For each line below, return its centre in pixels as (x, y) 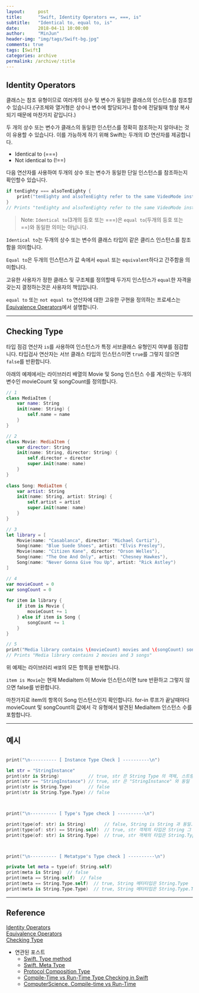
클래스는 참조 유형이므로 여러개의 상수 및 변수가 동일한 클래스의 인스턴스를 (92, 100)
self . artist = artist (54, 502)
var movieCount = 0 (30, 584)
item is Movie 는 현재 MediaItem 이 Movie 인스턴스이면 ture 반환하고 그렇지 (95, 680)
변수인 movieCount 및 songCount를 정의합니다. (62, 381)
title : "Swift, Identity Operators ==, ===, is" (74, 17)
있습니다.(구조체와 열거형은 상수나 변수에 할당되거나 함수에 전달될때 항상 (95, 108)
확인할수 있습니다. (27, 180)
